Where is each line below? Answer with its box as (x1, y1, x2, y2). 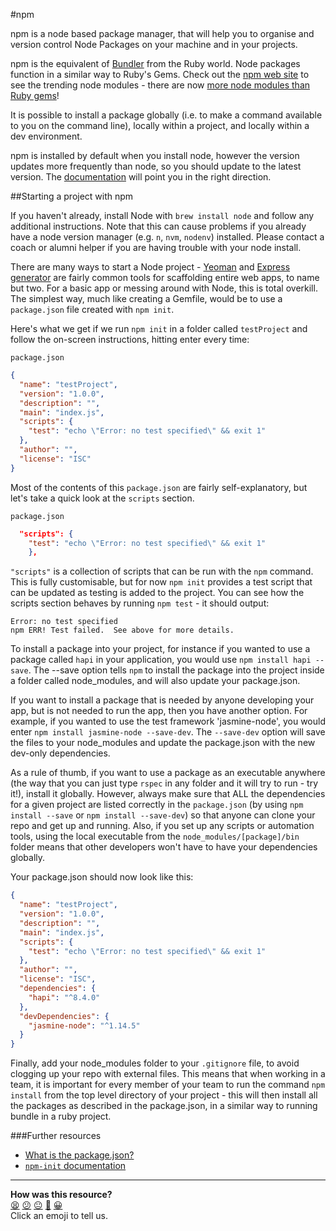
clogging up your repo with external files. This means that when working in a (10, 1068, 326, 1080)
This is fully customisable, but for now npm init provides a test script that (10, 576, 313, 588)
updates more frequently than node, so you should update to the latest (10, 160, 302, 172)
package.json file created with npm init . (10, 304, 175, 315)
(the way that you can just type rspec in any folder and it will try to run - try (10, 777, 319, 789)
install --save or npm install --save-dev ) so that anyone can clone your (10, 809, 316, 821)
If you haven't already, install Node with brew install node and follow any (10, 210, 315, 221)
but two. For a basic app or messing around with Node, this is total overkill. (10, 282, 318, 294)
